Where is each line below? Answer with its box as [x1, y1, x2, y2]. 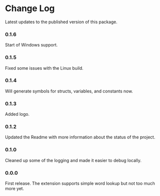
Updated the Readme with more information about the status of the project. [5, 134, 156, 140]
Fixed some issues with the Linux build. [5, 65, 84, 71]
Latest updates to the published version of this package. [5, 19, 118, 25]
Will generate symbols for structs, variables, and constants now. [5, 88, 133, 94]
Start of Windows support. [5, 42, 58, 48]
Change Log [5, 3, 55, 14]
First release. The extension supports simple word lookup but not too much [5, 181, 155, 186]
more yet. [5, 186, 24, 192]
